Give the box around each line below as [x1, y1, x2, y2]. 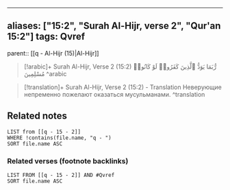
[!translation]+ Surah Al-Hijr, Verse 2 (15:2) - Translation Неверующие [23, 83, 222, 91]
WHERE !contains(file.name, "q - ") [7, 134, 112, 141]
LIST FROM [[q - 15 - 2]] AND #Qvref [7, 171, 115, 178]
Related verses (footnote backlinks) [7, 156, 129, 165]
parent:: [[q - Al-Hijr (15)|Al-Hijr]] [7, 49, 99, 57]
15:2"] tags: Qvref [7, 31, 86, 43]
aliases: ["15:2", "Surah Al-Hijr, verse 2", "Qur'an [7, 20, 221, 32]
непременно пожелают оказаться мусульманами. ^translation [23, 90, 205, 98]
